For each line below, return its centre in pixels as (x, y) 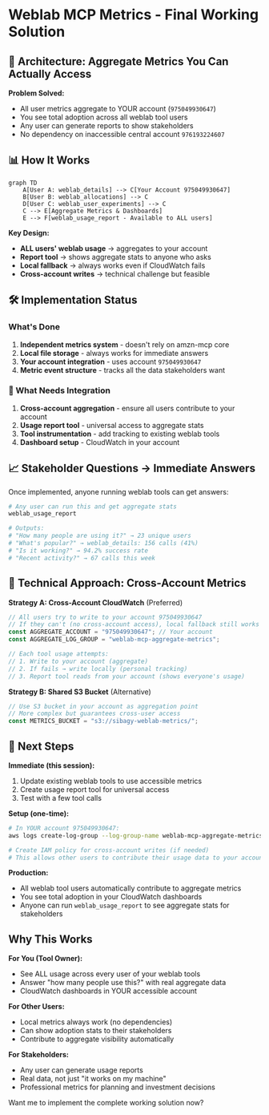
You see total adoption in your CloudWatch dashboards (111, 897)
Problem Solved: (36, 93)
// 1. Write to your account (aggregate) (78, 661)
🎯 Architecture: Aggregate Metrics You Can (118, 61)
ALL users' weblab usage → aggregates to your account (114, 248)
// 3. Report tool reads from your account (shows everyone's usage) (127, 676)
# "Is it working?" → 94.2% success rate (78, 551)
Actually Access (50, 74)
